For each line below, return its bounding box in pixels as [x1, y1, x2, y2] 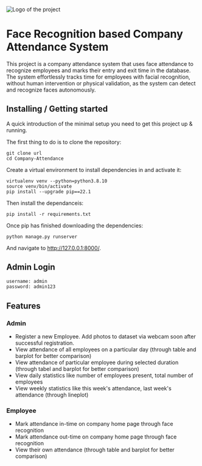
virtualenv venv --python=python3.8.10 [6, 177, 108, 184]
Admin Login [6, 262, 56, 273]
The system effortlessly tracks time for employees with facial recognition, [6, 73, 190, 81]
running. [6, 126, 27, 134]
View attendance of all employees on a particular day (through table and [15, 346, 197, 353]
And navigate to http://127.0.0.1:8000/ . [6, 244, 102, 251]
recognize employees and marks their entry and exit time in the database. [6, 66, 191, 74]
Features [6, 301, 41, 311]
